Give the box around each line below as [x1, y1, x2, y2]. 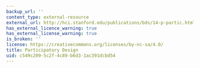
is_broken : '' [6, 36, 42, 42]
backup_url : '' [6, 8, 44, 15]
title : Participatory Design [6, 47, 79, 53]
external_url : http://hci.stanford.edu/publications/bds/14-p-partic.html [6, 20, 196, 25]
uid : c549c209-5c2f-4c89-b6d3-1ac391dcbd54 [6, 53, 116, 59]
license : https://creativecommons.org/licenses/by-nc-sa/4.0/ [6, 42, 164, 48]
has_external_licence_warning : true [6, 25, 97, 31]
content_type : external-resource [6, 14, 89, 20]
